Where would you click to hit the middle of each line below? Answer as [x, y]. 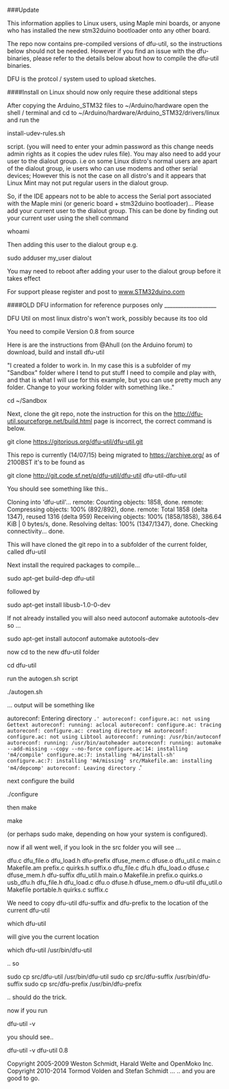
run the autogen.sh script [43, 678]
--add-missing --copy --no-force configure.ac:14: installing [97, 749]
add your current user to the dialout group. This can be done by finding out [113, 211]
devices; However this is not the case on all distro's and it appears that [107, 175]
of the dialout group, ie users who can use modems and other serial [103, 168]
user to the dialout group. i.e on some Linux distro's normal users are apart [112, 161]
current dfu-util [28, 910]
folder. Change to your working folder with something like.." [91, 387]
